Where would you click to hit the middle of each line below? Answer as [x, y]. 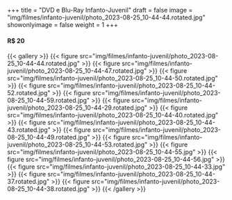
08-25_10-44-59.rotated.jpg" [49, 101]
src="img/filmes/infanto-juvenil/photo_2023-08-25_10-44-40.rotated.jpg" [113, 115]
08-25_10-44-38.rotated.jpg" [49, 189]
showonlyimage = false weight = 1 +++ [63, 25]
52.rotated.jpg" [29, 93]
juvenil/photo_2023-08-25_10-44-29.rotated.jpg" [77, 108]
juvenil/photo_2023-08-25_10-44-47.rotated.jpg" [77, 71]
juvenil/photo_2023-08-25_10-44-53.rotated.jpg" [77, 144]
